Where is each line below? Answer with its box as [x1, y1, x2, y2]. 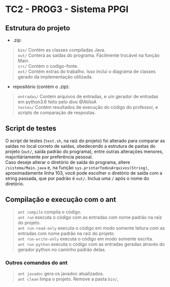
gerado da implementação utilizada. [17, 74, 93, 79]
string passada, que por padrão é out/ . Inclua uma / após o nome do [5, 175, 150, 181]
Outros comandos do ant [5, 259, 67, 266]
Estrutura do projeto [5, 24, 70, 32]
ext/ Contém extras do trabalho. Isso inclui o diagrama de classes [17, 68, 156, 74]
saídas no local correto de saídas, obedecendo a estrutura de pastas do [5, 143, 156, 149]
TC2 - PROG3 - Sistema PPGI [5, 4, 128, 15]
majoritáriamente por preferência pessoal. [5, 153, 93, 160]
